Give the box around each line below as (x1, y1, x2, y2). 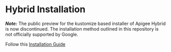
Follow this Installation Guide (5, 41, 65, 47)
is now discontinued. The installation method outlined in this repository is (5, 25, 159, 32)
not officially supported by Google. (5, 31, 79, 37)
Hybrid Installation (5, 4, 86, 15)
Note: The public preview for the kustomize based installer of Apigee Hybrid (5, 20, 166, 27)
